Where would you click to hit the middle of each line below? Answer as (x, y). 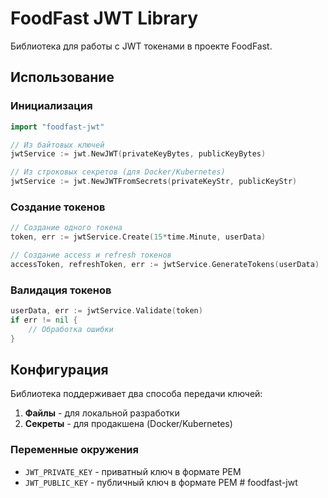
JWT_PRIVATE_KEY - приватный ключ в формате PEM (133, 471)
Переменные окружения (74, 450)
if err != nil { (44, 320)
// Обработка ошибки (71, 329)
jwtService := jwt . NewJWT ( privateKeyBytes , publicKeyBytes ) (138, 154)
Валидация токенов (61, 290)
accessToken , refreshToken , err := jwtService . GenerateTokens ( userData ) (165, 264)
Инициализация (51, 106)
